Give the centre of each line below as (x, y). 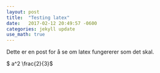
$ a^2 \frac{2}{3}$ (30, 64)
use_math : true (26, 35)
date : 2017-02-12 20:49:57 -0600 (52, 23)
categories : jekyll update (41, 29)
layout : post (23, 12)
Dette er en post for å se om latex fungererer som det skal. (80, 52)
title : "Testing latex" (38, 18)
